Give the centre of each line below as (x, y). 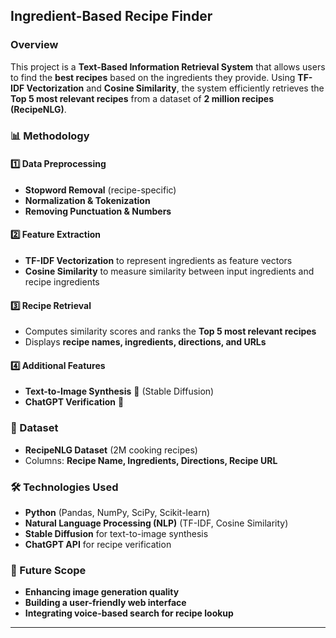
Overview (34, 45)
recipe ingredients (62, 282)
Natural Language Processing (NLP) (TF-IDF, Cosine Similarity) (156, 523)
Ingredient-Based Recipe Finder (111, 16)
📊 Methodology (50, 136)
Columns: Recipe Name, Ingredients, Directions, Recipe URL (151, 460)
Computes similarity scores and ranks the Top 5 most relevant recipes (170, 331)
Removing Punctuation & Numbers (98, 211)
